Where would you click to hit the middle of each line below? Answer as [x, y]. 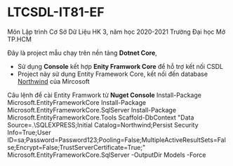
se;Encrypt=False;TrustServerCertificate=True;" [76, 147]
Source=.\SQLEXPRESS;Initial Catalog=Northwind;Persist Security [103, 124]
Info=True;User [29, 132]
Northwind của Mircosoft [53, 81]
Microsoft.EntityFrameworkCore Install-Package [76, 102]
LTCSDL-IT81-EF [56, 12]
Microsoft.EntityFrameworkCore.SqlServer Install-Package [92, 110]
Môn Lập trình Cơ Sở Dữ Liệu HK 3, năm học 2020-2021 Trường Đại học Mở [116, 32]
